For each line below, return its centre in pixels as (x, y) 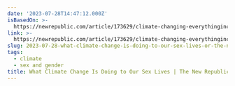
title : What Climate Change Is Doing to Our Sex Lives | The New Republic (119, 71)
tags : (15, 53)
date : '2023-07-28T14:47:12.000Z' (58, 14)
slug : (15, 46)
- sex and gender (39, 65)
